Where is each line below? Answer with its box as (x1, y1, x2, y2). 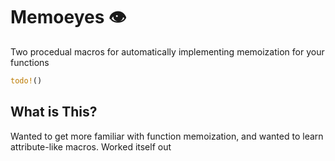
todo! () (10, 75, 43, 86)
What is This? (10, 104, 98, 121)
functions (10, 56, 50, 68)
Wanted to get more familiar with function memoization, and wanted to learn (10, 130, 324, 142)
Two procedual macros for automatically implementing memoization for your (10, 45, 325, 58)
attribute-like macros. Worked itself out (10, 140, 172, 153)
